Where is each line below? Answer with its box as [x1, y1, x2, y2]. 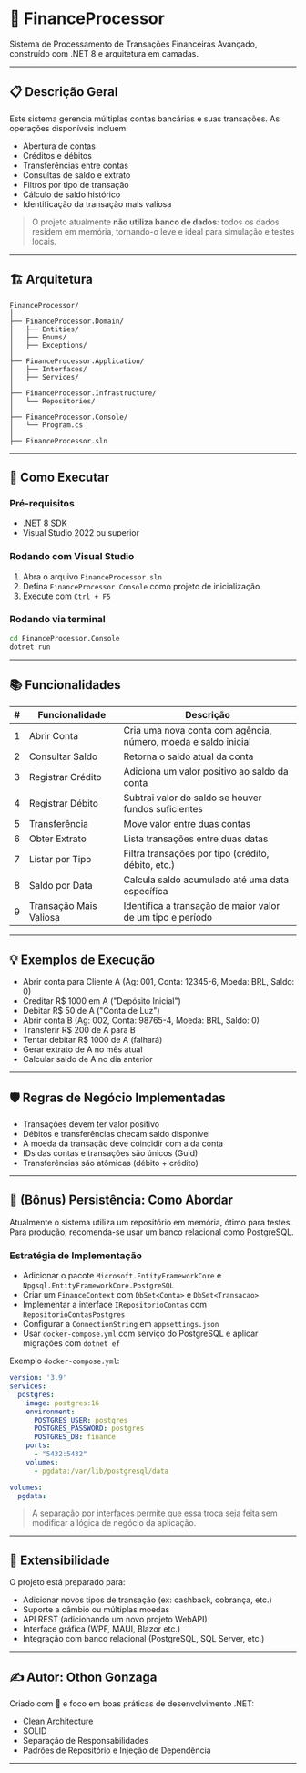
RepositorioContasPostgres [22, 1310, 126, 1319]
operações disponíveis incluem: [9, 122, 129, 133]
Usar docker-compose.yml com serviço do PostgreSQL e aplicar [22, 1328, 259, 1340]
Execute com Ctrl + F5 [22, 590, 111, 601]
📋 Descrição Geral [9, 84, 118, 99]
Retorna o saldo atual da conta [123, 750, 254, 763]
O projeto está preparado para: [9, 1577, 126, 1588]
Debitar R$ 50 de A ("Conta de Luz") [22, 1006, 161, 1017]
